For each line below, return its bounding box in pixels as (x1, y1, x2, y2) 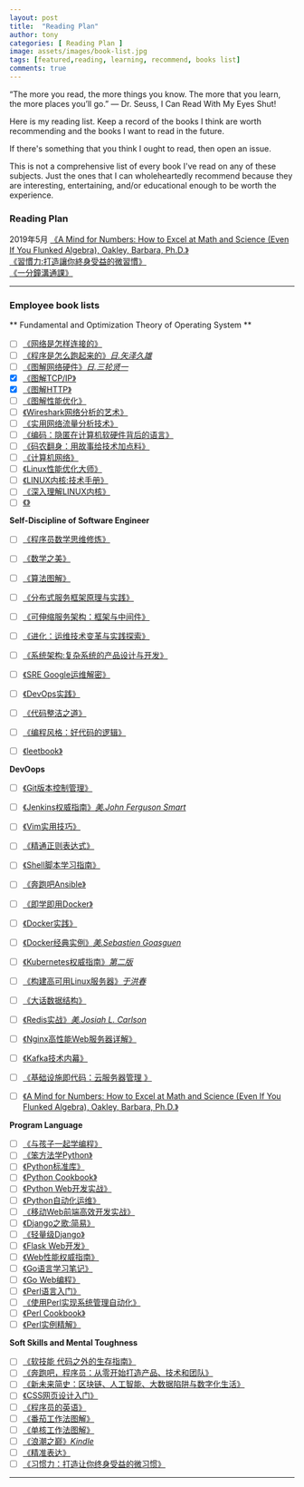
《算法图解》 (22, 572, 71, 583)
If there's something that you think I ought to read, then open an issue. (9, 142, 271, 154)
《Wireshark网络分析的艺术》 (22, 406, 128, 417)
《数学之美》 (22, 553, 71, 564)
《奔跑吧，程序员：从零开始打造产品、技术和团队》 (22, 1367, 214, 1378)
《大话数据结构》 (22, 995, 87, 1006)
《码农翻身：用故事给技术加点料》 (22, 441, 150, 452)
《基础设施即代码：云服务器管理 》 (22, 1072, 152, 1084)
